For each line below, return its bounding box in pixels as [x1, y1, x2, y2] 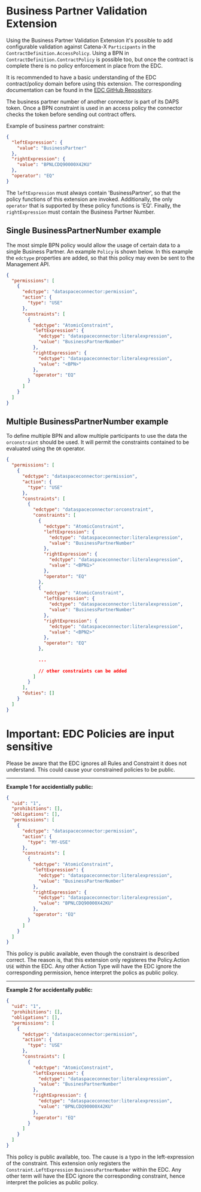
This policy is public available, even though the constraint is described [6, 950, 179, 958]
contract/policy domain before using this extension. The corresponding [6, 80, 182, 87]
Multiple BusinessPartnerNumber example [6, 417, 169, 427]
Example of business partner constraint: [6, 122, 105, 129]
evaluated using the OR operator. [6, 445, 86, 452]
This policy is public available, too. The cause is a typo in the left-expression [6, 1153, 194, 1160]
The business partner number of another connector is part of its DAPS [6, 97, 179, 105]
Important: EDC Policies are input [6, 727, 175, 740]
